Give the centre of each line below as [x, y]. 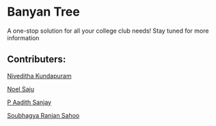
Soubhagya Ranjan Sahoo [43, 115]
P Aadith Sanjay [29, 102]
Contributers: [37, 60]
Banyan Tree [43, 12]
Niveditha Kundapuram [39, 76]
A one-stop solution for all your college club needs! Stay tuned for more [108, 31]
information [23, 37]
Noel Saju [21, 89]
